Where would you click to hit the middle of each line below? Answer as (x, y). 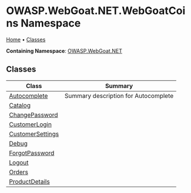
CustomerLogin (30, 124)
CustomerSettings (34, 134)
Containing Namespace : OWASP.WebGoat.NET (64, 50)
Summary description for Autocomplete (119, 96)
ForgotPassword (32, 153)
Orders (19, 172)
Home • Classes (26, 39)
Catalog (20, 105)
